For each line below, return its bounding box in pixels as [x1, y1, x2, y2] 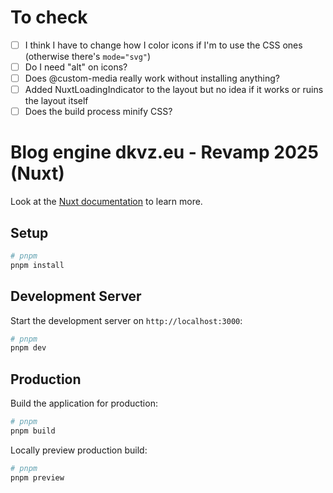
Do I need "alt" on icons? [24, 61, 128, 73]
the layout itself [24, 95, 89, 107]
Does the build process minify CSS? [24, 106, 173, 118]
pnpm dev [10, 343, 47, 353]
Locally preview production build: [10, 444, 148, 456]
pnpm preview [10, 472, 65, 483]
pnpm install [10, 260, 65, 270]
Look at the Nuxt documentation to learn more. [10, 196, 203, 208]
